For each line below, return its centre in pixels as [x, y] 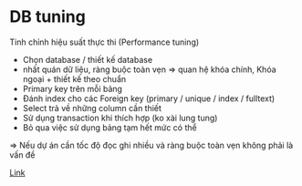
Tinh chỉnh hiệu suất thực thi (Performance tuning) [104, 42]
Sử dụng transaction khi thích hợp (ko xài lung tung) [120, 118]
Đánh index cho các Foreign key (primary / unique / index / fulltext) [149, 98]
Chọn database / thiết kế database [88, 59]
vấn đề [22, 155]
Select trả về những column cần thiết [92, 108]
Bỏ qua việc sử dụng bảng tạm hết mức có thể [110, 127]
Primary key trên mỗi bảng [73, 88]
